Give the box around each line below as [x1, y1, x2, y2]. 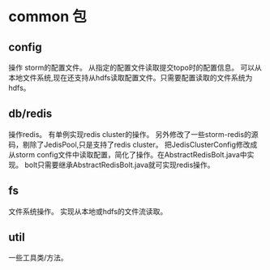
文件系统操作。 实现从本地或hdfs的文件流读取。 [8, 206, 168, 216]
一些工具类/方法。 [8, 253, 69, 263]
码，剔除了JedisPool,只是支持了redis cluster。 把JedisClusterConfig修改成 [8, 139, 258, 149]
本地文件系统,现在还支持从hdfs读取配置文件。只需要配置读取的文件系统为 [8, 73, 253, 82]
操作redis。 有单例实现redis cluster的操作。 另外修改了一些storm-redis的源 [8, 129, 259, 139]
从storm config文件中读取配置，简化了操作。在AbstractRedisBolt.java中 [8, 149, 247, 159]
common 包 [8, 7, 87, 26]
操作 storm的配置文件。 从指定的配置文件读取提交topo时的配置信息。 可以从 [8, 62, 262, 72]
